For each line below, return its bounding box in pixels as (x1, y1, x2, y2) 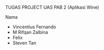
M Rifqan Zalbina (12, 29, 48, 35)
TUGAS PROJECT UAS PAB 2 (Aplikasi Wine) (5, 5, 99, 10)
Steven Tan (12, 40, 37, 46)
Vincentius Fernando (12, 24, 56, 30)
